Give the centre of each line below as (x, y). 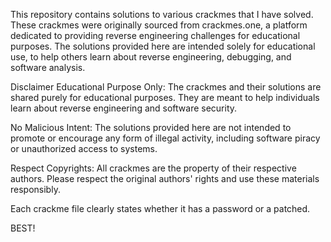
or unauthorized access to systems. (84, 148)
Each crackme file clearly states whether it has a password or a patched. (160, 208)
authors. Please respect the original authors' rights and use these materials (165, 178)
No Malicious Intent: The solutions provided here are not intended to (151, 127)
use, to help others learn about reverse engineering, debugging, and (151, 57)
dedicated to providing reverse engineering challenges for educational (155, 35)
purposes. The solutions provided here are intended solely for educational (163, 46)
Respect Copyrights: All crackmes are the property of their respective (153, 168)
